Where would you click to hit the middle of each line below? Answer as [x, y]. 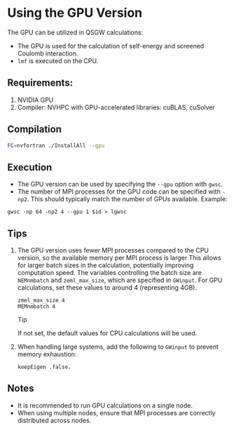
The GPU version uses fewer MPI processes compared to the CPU [113, 250]
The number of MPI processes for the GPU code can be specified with [119, 192]
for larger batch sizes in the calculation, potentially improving [105, 265]
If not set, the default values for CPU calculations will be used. [107, 333]
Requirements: [40, 83]
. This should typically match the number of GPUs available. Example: [127, 199]
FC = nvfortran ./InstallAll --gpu [56, 145]
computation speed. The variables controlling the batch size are [109, 273]
